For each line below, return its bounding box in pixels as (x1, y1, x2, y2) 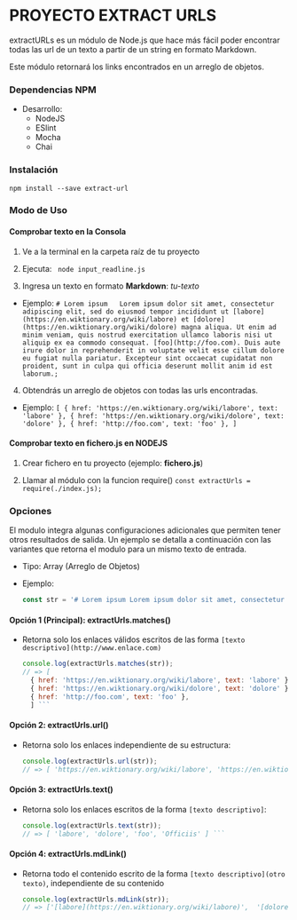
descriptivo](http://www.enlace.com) (21, 644, 162, 653)
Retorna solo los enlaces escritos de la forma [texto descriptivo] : (21, 804, 268, 814)
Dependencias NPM (9, 83, 97, 96)
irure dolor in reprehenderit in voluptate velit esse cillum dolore (21, 345, 285, 355)
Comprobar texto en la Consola (9, 226, 127, 237)
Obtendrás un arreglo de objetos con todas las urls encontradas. (21, 385, 259, 395)
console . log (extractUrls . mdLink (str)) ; (21, 894, 170, 904)
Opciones (9, 504, 52, 517)
